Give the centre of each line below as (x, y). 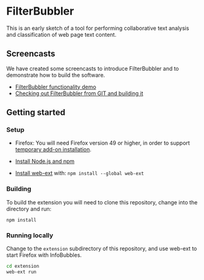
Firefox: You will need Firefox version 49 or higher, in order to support (102, 143)
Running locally (30, 235)
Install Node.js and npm (45, 161)
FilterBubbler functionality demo (55, 87)
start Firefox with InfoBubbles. (44, 255)
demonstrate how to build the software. (56, 75)
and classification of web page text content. (62, 34)
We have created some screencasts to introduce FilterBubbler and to (93, 68)
